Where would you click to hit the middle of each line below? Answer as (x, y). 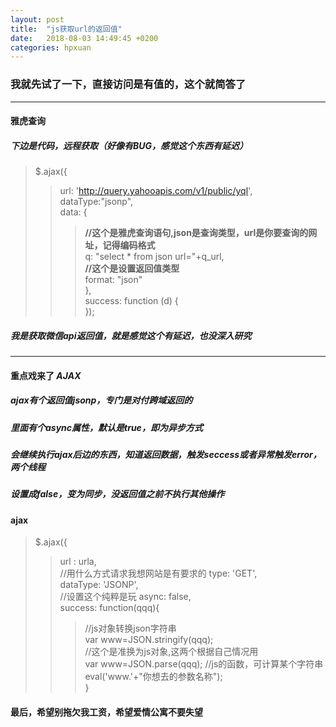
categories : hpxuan (51, 47)
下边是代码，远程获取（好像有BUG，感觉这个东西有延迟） (129, 145)
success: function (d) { (131, 301)
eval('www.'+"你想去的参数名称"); (153, 677)
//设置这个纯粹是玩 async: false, (125, 597)
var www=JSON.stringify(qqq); (149, 640)
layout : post (37, 19)
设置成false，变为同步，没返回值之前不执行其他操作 (117, 494)
